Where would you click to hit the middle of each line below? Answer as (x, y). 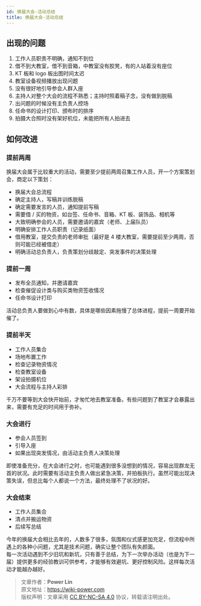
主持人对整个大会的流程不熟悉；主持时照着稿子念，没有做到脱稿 (93, 96)
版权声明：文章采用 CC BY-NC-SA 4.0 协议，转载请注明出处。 (97, 597)
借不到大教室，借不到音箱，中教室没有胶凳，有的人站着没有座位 (93, 66)
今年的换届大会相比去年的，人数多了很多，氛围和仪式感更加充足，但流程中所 (100, 540)
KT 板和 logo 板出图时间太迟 (50, 74)
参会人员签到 (31, 438)
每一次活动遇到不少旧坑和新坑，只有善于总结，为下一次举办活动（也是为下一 (100, 555)
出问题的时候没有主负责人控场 (51, 103)
